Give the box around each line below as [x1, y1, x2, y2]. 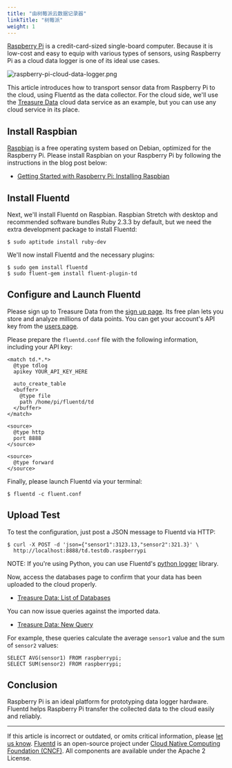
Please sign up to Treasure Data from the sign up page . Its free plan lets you [7, 307, 224, 316]
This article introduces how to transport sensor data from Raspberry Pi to [7, 84, 215, 92]
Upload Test [7, 509, 61, 521]
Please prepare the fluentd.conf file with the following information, [7, 335, 198, 343]
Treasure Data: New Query [17, 620, 93, 628]
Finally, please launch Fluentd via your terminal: [7, 477, 143, 485]
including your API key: [7, 342, 73, 351]
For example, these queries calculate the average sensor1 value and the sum [7, 634, 225, 642]
